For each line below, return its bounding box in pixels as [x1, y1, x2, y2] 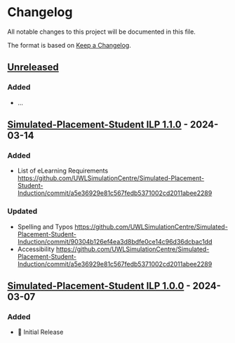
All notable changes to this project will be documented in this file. [7, 27, 196, 36]
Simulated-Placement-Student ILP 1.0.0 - [7, 280, 191, 292]
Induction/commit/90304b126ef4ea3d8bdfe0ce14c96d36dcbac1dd [17, 237, 213, 246]
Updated [7, 206, 37, 216]
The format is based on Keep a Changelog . [7, 41, 131, 49]
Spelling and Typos [17, 222, 74, 231]
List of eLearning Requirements [17, 166, 109, 175]
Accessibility [17, 245, 55, 253]
